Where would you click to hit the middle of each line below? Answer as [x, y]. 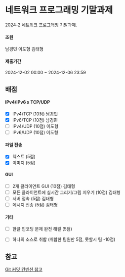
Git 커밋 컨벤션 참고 [24, 270]
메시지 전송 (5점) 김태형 [35, 205]
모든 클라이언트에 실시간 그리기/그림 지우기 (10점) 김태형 [66, 192]
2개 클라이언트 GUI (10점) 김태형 [44, 186]
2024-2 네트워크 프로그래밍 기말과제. [41, 25]
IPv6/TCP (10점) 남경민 [35, 120]
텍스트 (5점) [24, 157]
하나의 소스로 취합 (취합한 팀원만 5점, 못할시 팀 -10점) [64, 239]
